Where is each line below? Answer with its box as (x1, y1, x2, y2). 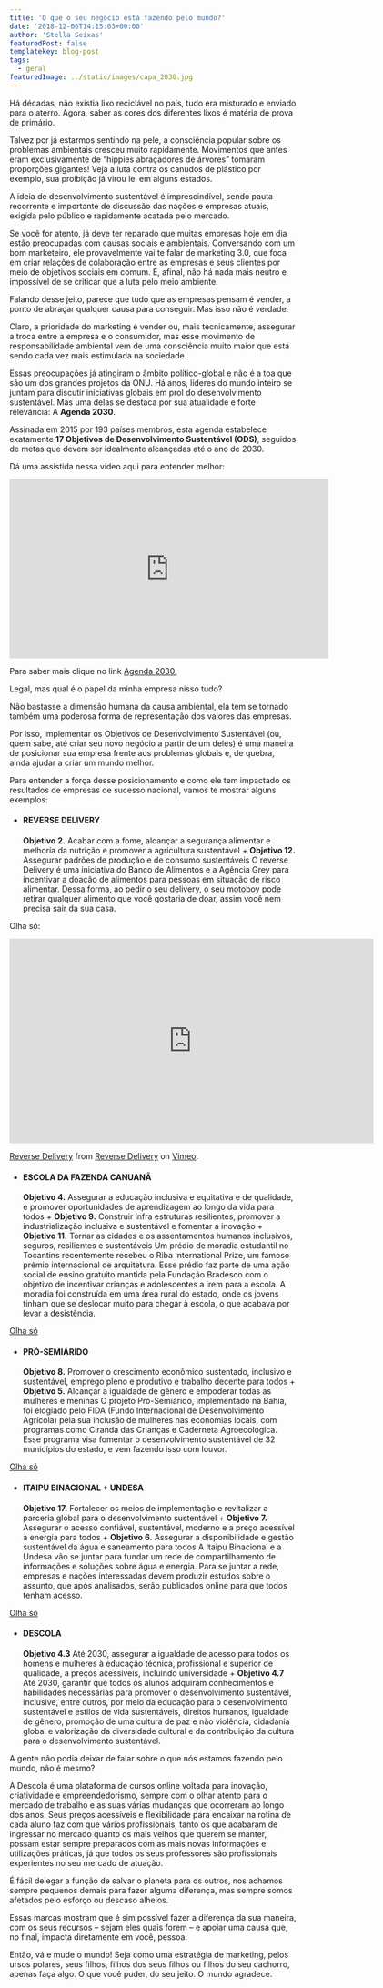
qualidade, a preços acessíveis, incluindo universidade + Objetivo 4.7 (22, 1667, 285, 1679)
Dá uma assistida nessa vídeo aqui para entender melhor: (9, 460, 226, 471)
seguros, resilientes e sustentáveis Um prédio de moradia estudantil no (22, 1240, 289, 1251)
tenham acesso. (22, 1589, 84, 1600)
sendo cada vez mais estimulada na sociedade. (9, 349, 187, 360)
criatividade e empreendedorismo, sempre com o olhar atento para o (9, 1790, 268, 1801)
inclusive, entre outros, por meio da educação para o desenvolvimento (22, 1696, 288, 1707)
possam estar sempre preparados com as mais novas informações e (9, 1838, 267, 1849)
